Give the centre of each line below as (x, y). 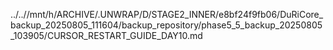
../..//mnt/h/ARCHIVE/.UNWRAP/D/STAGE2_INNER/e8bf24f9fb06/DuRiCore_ (167, 14)
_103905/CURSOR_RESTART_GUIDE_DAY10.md (106, 35)
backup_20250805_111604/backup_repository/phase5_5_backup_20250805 (166, 25)
